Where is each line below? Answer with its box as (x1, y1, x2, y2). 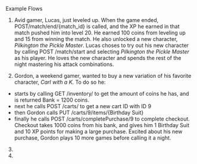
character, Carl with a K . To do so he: (14, 78, 106, 86)
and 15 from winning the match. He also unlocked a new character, (14, 36, 178, 42)
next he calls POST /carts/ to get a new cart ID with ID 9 (14, 103, 152, 109)
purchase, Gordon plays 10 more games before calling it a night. (14, 134, 171, 141)
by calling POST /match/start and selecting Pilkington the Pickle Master (14, 48, 190, 55)
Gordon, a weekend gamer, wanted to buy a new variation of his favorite (14, 72, 192, 79)
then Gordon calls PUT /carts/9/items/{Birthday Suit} (14, 109, 144, 116)
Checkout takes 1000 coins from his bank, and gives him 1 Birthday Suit (14, 122, 190, 128)
